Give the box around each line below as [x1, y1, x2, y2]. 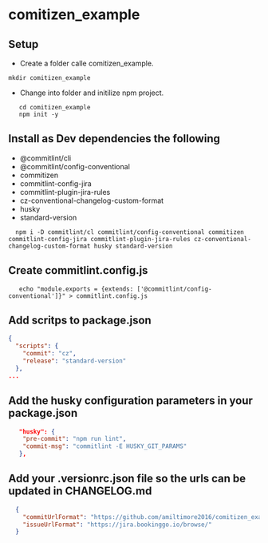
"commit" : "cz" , [22, 350, 77, 358]
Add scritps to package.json [8, 314, 152, 327]
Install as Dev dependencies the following [8, 132, 221, 145]
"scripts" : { [15, 342, 59, 351]
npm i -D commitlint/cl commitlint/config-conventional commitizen [15, 228, 245, 236]
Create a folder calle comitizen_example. [19, 58, 154, 68]
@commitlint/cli [19, 153, 72, 163]
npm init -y [18, 110, 59, 118]
